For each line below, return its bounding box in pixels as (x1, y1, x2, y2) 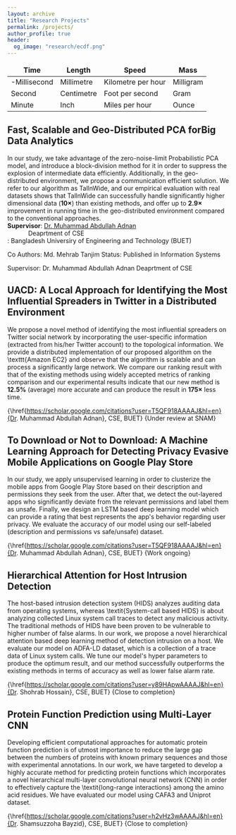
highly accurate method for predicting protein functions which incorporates (7, 768, 226, 777)
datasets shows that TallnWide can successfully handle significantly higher (7, 191, 225, 200)
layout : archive (7, 10, 55, 18)
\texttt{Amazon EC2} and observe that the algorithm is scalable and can (7, 355, 216, 364)
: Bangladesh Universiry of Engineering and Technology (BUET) (7, 236, 192, 244)
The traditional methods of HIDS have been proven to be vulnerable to (7, 622, 211, 630)
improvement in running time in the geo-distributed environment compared (7, 206, 225, 215)
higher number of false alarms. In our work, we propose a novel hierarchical (7, 629, 228, 638)
